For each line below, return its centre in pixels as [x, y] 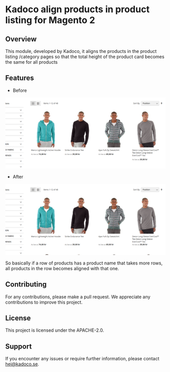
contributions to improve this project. [44, 302]
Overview [21, 39]
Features [20, 78]
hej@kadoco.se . [22, 364]
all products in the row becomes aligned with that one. [62, 268]
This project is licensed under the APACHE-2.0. [55, 330]
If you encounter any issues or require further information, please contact [82, 359]
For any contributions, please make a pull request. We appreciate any [78, 297]
